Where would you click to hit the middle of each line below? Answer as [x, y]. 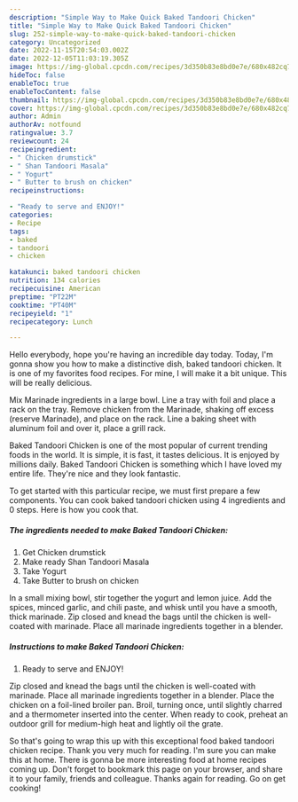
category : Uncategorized [55, 42]
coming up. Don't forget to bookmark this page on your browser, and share [146, 769]
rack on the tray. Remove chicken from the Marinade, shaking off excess [142, 410]
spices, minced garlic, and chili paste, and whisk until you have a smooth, [143, 608]
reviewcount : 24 [39, 141]
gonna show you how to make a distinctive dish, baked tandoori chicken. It [145, 364]
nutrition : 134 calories [55, 280]
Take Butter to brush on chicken [80, 581]
